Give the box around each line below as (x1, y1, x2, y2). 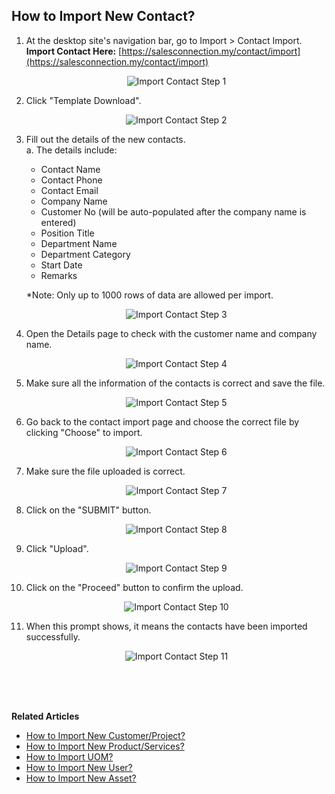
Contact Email (40, 184, 99, 196)
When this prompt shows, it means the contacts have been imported (25, 620, 308, 632)
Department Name (40, 237, 118, 249)
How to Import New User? (25, 761, 133, 773)
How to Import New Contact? (11, 8, 196, 25)
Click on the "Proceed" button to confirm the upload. (25, 581, 244, 593)
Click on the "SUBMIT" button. (25, 504, 152, 516)
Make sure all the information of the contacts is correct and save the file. (25, 377, 326, 389)
